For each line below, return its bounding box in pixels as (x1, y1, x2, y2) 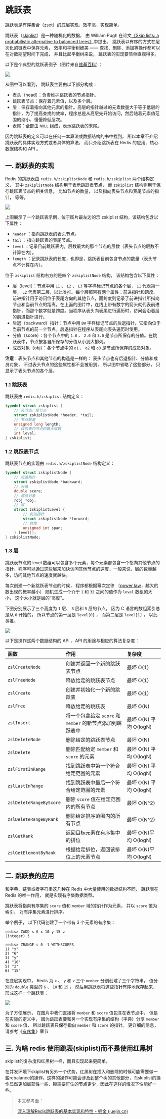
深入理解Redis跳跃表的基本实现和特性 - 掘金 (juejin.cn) (17, 1108, 128, 1115)
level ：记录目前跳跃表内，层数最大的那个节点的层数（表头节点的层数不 (12, 243, 159, 249)
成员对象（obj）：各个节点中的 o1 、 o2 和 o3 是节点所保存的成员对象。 (12, 345, 154, 351)
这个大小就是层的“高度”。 (14, 595, 67, 601)
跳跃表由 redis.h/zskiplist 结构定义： (5, 393, 84, 399)
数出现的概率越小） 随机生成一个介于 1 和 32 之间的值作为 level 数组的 (5, 588, 148, 594)
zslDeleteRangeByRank (7, 816, 58, 822)
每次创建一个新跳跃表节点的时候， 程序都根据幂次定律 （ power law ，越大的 (5, 583, 159, 588)
